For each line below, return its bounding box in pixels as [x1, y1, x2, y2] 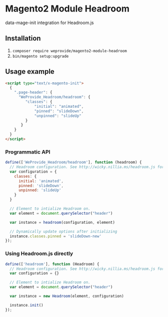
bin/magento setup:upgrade [12, 54, 69, 59]
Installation [5, 34, 41, 43]
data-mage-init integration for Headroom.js [5, 20, 94, 26]
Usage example [5, 67, 55, 76]
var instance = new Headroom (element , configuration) [9, 294, 124, 299]
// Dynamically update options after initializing [9, 229, 117, 234]
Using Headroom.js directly [5, 250, 73, 257]
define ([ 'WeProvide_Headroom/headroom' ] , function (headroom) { [5, 160, 142, 165]
